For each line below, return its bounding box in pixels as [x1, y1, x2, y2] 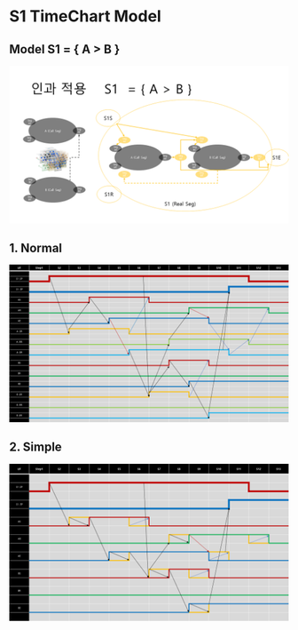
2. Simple [9, 440, 62, 455]
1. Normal [9, 240, 63, 255]
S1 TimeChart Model [9, 6, 161, 27]
